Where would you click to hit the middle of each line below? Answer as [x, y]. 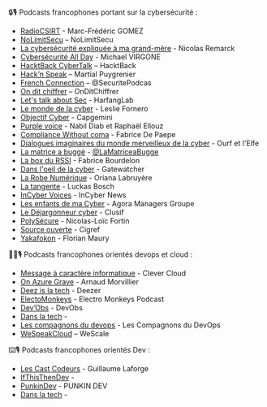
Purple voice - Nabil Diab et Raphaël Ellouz [92, 126]
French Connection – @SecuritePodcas [86, 83]
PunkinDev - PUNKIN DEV [64, 386]
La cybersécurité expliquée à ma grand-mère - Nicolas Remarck [127, 48]
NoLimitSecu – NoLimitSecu [67, 39]
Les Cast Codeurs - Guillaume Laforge [84, 368]
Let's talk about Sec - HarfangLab [77, 100]
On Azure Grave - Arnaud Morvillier [80, 282]
